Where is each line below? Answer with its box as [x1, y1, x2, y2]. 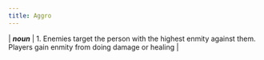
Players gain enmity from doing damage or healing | [8, 42, 179, 52]
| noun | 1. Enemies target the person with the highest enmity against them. [8, 34, 256, 43]
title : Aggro [8, 11, 52, 20]
